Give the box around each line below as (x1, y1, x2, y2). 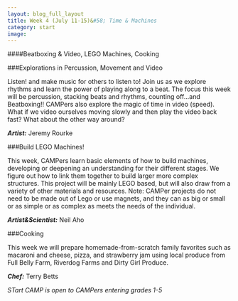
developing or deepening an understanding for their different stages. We (7, 164, 220, 173)
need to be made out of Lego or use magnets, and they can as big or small (7, 194, 226, 203)
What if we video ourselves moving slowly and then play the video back (7, 107, 217, 116)
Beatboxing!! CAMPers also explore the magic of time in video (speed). (7, 100, 215, 109)
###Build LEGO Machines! (7, 143, 85, 152)
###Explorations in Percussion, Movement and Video (7, 63, 163, 72)
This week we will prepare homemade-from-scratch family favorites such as (7, 243, 231, 252)
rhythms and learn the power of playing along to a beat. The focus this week (7, 85, 231, 93)
